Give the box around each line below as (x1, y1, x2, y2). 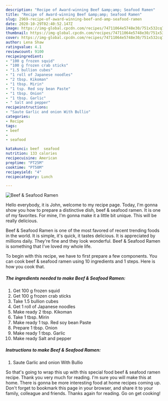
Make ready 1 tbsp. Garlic (12, 330, 65, 336)
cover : (5, 35, 19, 40)
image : (5, 26, 19, 31)
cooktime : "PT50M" (5, 165, 44, 170)
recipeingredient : (5, 53, 44, 59)
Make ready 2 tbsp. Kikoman (12, 309, 72, 315)
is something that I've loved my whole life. (5, 243, 92, 250)
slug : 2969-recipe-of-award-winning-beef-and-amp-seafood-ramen (5, 16, 142, 21)
